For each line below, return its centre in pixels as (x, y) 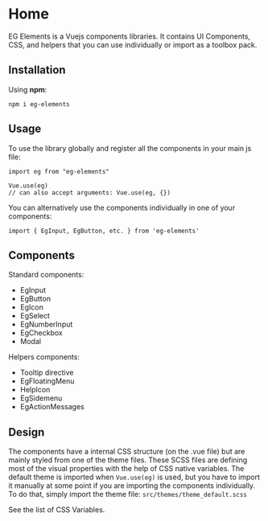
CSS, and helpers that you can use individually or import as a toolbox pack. (133, 44)
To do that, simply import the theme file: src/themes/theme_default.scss (128, 494)
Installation (37, 70)
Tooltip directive (47, 373)
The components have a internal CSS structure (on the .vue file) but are (127, 452)
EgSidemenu (41, 398)
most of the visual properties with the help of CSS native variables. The (126, 469)
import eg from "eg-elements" (59, 171)
